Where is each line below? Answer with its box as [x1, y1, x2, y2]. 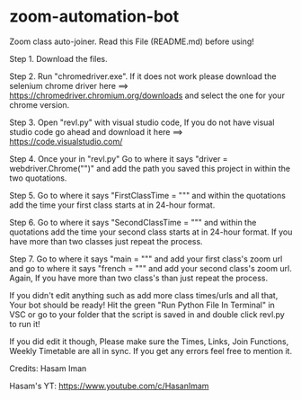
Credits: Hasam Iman [9, 362, 87, 374]
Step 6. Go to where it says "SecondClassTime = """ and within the [9, 217, 257, 227]
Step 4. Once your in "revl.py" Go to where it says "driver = [9, 153, 228, 164]
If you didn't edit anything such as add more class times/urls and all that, [9, 289, 279, 300]
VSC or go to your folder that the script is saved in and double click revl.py [9, 308, 285, 320]
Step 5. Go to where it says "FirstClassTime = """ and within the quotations [9, 190, 286, 200]
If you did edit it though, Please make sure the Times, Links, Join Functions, [9, 335, 289, 347]
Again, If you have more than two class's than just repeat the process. [9, 272, 268, 283]
